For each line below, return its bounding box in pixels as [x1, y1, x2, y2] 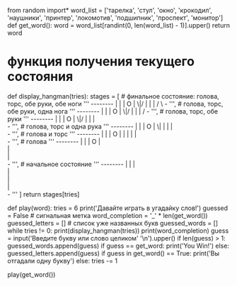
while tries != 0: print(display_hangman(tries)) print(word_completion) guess [7, 226, 229, 235]
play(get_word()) [7, 270, 56, 279]
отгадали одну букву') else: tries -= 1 [7, 256, 118, 265]
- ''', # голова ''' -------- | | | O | [7, 137, 101, 145]
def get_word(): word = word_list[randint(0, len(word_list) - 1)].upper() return [7, 21, 230, 29]
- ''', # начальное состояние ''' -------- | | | [7, 160, 136, 168]
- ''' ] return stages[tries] [7, 189, 80, 198]
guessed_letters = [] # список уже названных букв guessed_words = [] [7, 219, 218, 227]
